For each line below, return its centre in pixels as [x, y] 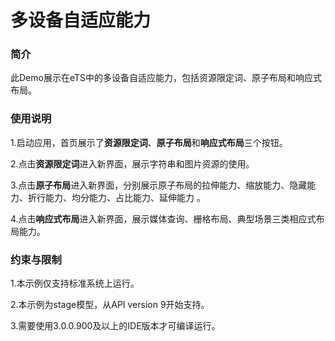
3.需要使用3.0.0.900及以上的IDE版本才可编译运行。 [115, 326]
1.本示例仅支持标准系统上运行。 [75, 283]
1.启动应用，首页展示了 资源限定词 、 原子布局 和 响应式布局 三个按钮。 [149, 142]
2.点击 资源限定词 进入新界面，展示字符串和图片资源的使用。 [132, 163]
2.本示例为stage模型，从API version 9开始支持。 [110, 305]
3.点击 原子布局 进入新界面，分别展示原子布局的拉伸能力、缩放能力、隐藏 [159, 185]
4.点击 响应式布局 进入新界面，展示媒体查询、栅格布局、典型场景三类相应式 [163, 218]
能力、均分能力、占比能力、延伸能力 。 [125, 197]
